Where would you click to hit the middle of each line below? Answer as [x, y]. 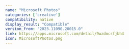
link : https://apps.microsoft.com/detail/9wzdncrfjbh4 [65, 34]
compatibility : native [29, 19]
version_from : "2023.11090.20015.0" [44, 29]
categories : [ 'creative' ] [33, 15]
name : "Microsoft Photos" [33, 10]
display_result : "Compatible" [37, 24]
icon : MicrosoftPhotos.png [34, 39]
